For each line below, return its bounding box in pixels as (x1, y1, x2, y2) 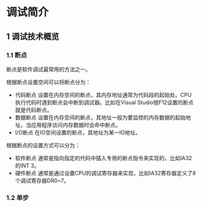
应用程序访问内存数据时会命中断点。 (31, 121, 121, 128)
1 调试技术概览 (6, 31, 60, 42)
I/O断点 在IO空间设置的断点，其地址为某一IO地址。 (14, 129, 141, 136)
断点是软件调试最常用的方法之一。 (6, 66, 91, 73)
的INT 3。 (14, 162, 40, 169)
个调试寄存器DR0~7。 (14, 177, 69, 184)
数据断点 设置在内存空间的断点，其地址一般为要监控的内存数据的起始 (14, 114, 186, 121)
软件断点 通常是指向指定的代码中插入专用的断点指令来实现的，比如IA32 (14, 154, 192, 161)
